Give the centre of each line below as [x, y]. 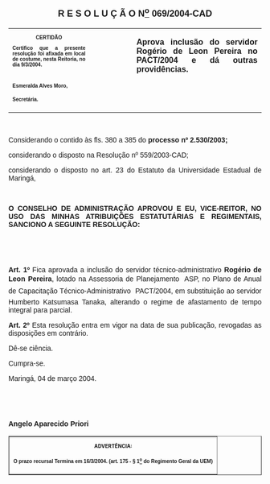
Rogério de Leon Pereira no [197, 51]
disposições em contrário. [48, 333]
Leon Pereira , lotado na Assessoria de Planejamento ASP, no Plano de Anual [135, 279]
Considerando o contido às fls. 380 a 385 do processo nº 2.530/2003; [118, 140]
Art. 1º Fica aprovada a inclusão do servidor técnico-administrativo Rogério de [135, 270]
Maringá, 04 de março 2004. [53, 379]
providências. [162, 69]
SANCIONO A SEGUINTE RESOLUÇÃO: [74, 224]
